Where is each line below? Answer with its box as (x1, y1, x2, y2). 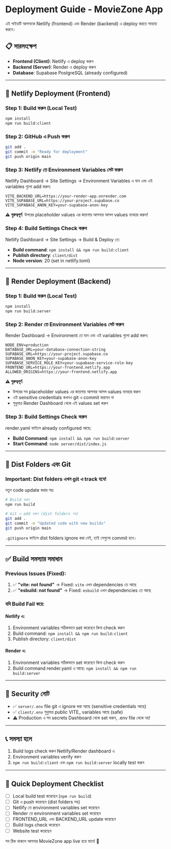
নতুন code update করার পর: (5, 487, 54, 493)
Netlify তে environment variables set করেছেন (12, 805, 100, 811)
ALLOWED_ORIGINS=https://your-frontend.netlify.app (5, 370, 117, 375)
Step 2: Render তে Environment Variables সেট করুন (5, 321, 124, 328)
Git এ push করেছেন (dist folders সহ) (12, 799, 80, 805)
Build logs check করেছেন (12, 822, 60, 828)
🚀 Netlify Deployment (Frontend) (5, 89, 110, 98)
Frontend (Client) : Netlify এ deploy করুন (12, 58, 94, 64)
